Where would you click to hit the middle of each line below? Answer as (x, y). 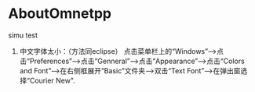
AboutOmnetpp (60, 14)
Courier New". (53, 80)
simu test (23, 35)
